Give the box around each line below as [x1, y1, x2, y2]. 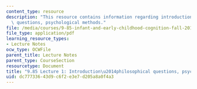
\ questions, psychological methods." [11, 19, 107, 25]
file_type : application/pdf [6, 30, 75, 36]
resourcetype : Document [6, 63, 64, 69]
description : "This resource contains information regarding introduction [6, 14, 193, 20]
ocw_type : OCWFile [6, 47, 51, 53]
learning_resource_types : [6, 36, 69, 42]
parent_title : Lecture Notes [6, 52, 77, 58]
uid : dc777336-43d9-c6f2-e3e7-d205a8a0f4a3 [6, 74, 114, 80]
